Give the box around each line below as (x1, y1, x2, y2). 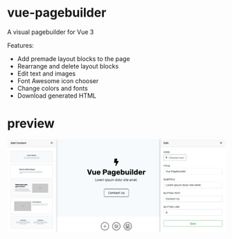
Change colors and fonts (17, 84, 88, 92)
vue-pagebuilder (7, 5, 107, 21)
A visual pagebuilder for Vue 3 (7, 28, 94, 36)
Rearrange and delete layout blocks (17, 62, 119, 70)
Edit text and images (17, 69, 76, 78)
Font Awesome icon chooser (17, 76, 99, 85)
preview (7, 116, 55, 132)
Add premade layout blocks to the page (17, 54, 130, 63)
